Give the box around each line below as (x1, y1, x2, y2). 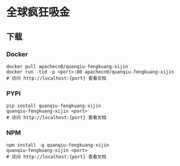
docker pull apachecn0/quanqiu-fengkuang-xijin (6, 63, 129, 69)
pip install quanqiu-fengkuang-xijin (6, 103, 101, 109)
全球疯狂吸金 (6, 5, 71, 19)
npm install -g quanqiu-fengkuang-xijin (6, 142, 110, 148)
